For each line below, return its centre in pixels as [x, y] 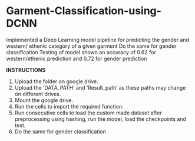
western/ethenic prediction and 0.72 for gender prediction [77, 58]
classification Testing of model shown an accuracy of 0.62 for [81, 52]
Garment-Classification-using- [84, 11]
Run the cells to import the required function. [69, 106]
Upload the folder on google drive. [56, 81]
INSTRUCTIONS [26, 70]
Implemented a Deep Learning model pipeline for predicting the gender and [98, 40]
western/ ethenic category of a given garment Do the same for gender [91, 46]
